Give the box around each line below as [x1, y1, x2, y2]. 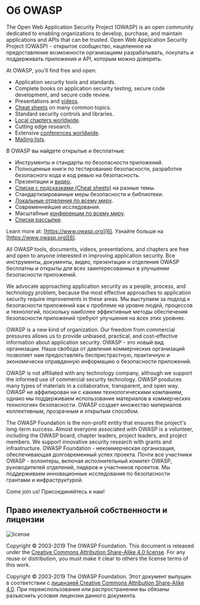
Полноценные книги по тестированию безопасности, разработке [14, 165, 182, 172]
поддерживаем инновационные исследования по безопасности [6, 470, 170, 477]
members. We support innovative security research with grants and [6, 438, 172, 445]
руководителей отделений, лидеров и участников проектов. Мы [6, 463, 171, 470]
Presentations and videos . [14, 97, 79, 105]
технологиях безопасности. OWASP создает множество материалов [6, 401, 182, 408]
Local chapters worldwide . [14, 116, 81, 123]
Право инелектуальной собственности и [6, 505, 168, 515]
